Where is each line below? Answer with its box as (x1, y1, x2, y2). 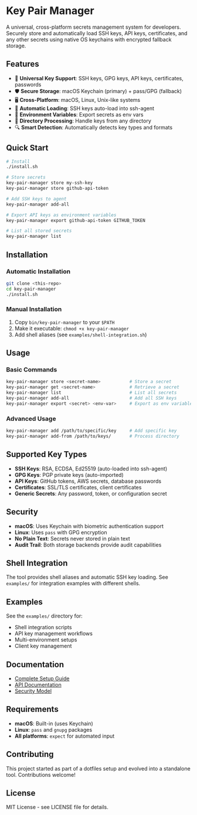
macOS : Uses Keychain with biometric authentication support (14, 523, 164, 530)
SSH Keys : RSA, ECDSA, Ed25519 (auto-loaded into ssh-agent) (14, 465, 168, 472)
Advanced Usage (6, 414, 56, 422)
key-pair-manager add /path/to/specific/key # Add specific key (6, 428, 177, 434)
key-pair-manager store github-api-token (6, 186, 109, 192)
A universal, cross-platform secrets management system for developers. (6, 23, 181, 30)
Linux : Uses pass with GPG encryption (14, 528, 107, 536)
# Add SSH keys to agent (6, 196, 67, 202)
